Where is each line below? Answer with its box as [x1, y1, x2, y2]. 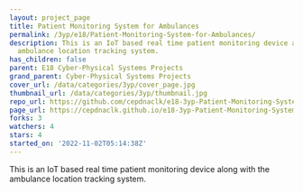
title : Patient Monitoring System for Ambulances [9, 22, 200, 31]
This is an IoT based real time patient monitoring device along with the [9, 163, 271, 174]
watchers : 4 [9, 123, 54, 132]
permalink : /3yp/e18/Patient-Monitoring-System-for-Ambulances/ [9, 30, 256, 39]
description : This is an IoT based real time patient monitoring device [9, 38, 289, 48]
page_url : [9, 106, 47, 115]
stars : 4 [9, 131, 42, 140]
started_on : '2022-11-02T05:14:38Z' [9, 139, 147, 148]
